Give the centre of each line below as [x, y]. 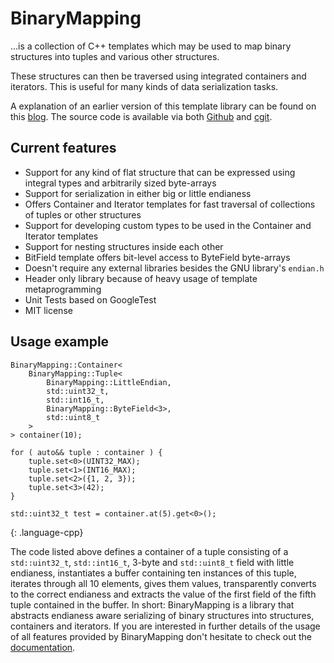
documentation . [43, 647]
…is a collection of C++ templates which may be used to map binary [151, 46]
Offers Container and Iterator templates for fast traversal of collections [170, 204]
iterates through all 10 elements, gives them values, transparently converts [163, 583]
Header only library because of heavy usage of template [141, 278]
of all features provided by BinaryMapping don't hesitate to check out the [161, 636]
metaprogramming [63, 289]
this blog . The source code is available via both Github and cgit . [141, 116]
